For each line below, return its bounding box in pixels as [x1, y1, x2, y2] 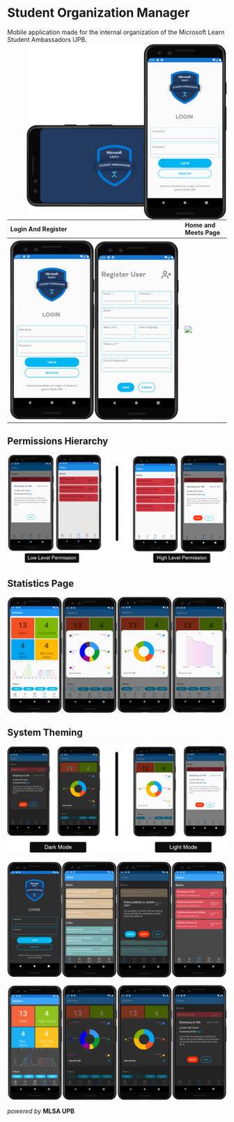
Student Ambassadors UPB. [7, 35, 87, 43]
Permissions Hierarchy [7, 436, 109, 447]
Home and [185, 221, 216, 229]
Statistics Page [7, 577, 75, 590]
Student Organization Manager [7, 5, 190, 21]
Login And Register [10, 224, 68, 233]
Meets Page [185, 229, 221, 237]
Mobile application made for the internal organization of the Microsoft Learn [7, 28, 225, 36]
